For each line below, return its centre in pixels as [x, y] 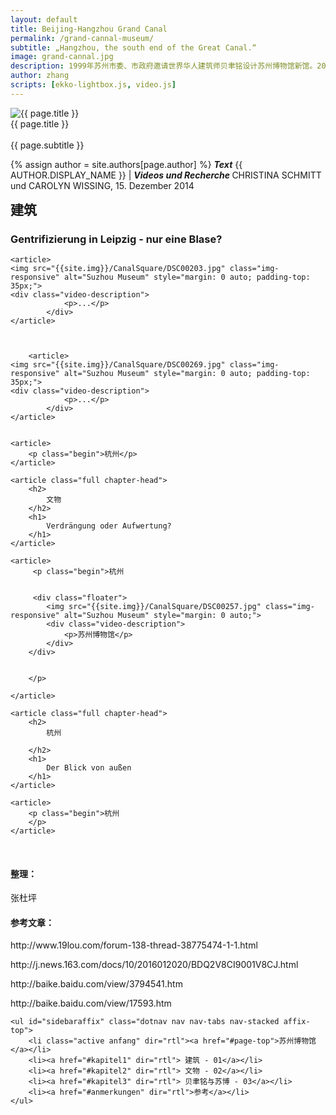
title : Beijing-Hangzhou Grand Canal [89, 29]
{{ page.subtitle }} [47, 145]
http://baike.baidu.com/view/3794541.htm [96, 984]
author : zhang [40, 76]
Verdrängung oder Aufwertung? [109, 526]
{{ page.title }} [40, 123]
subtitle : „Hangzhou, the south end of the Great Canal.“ [133, 47]
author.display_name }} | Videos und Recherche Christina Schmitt [166, 175]
